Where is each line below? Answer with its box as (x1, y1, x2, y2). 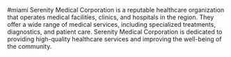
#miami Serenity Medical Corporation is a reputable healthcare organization (7, 6, 225, 14)
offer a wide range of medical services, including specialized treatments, (7, 21, 216, 28)
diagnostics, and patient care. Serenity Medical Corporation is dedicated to (7, 27, 223, 36)
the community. (7, 43, 52, 50)
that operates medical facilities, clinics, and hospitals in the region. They (7, 13, 214, 21)
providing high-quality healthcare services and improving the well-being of (7, 35, 222, 43)
